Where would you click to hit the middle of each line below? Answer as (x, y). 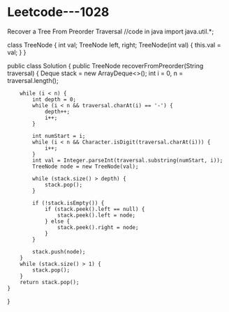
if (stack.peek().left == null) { (95, 209)
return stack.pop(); (50, 282)
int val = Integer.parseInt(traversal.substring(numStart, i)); (128, 160)
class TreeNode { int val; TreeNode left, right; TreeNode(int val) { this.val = (114, 45)
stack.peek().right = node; (98, 227)
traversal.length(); (33, 80)
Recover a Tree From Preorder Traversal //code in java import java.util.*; (111, 31)
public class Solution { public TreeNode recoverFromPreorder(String (105, 65)
